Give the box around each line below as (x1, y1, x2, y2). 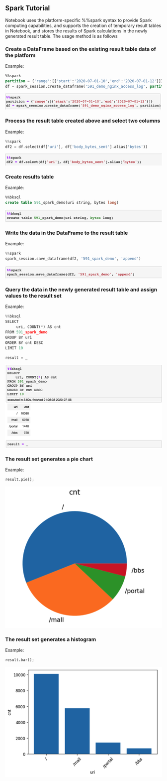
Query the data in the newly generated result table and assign (5, 286, 158, 293)
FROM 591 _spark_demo (5, 330, 48, 335)
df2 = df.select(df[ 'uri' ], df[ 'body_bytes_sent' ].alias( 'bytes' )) (5, 144, 148, 149)
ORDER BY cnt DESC (5, 340, 43, 345)
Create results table (5, 173, 54, 180)
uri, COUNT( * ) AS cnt (16, 324, 61, 329)
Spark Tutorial (5, 4, 50, 12)
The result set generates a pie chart (5, 456, 93, 463)
